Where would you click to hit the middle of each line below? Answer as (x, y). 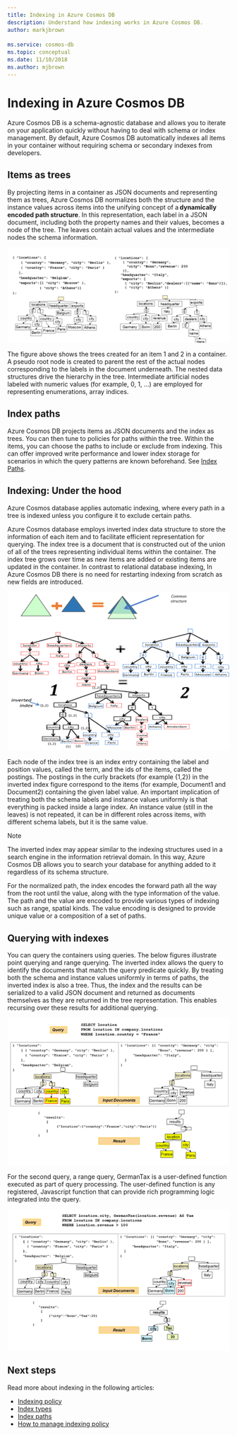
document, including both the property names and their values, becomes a (116, 222)
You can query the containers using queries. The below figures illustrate (112, 955)
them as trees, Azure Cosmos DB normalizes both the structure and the (111, 200)
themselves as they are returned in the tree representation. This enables (112, 1001)
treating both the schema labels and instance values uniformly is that (108, 800)
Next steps (32, 1370)
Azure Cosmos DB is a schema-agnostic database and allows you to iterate (117, 122)
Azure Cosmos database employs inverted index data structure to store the (116, 529)
